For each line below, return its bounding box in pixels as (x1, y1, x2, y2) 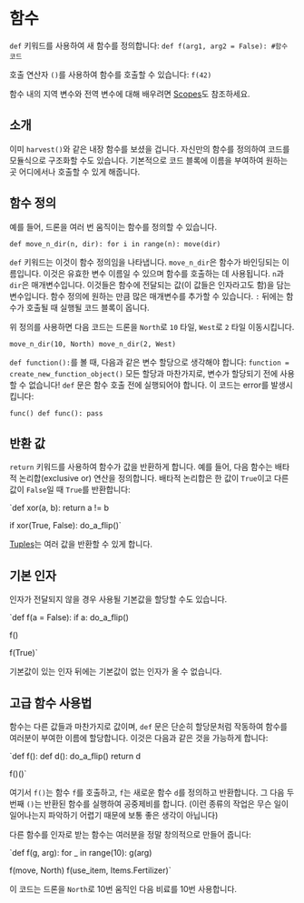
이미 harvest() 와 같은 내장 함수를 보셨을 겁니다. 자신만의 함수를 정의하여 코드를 (9, 143, 290, 155)
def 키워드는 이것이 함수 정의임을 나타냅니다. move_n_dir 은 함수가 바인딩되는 (9, 256, 280, 267)
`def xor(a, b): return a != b (9, 502, 110, 514)
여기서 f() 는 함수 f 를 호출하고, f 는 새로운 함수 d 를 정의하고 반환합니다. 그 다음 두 (9, 788, 295, 798)
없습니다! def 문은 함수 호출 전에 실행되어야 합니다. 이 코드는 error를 (28, 379, 270, 390)
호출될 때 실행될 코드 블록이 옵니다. (25, 302, 150, 313)
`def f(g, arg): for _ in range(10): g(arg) (9, 848, 152, 858)
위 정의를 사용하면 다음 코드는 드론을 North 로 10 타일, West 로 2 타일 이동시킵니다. (9, 321, 295, 332)
